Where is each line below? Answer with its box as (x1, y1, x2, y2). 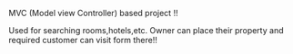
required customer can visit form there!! (8, 35, 158, 45)
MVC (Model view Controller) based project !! (8, 8, 178, 18)
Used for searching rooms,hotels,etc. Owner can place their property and (8, 25, 284, 35)
